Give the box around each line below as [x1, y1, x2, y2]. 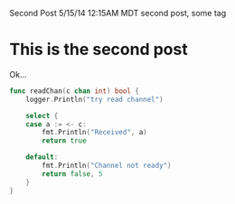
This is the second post [9, 40, 188, 60]
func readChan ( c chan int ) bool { [9, 86, 140, 96]
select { [25, 111, 59, 120]
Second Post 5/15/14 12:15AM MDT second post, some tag [9, 8, 227, 18]
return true [42, 136, 88, 145]
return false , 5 [42, 169, 103, 179]
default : [25, 153, 59, 162]
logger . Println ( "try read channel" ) [25, 95, 164, 104]
